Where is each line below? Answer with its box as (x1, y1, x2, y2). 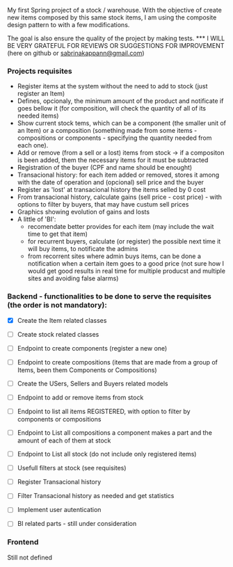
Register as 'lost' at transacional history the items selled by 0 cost (17, 186, 207, 194)
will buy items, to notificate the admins (27, 245, 138, 253)
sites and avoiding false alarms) (27, 274, 119, 282)
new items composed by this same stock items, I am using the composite (7, 13, 217, 22)
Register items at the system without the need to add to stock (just (17, 82, 208, 90)
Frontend (7, 537, 39, 547)
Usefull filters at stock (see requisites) (17, 464, 127, 472)
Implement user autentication (17, 506, 102, 514)
